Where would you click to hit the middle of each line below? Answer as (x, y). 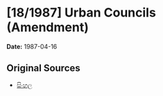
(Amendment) (48, 27)
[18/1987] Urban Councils (81, 13)
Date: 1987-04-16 (32, 46)
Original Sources (43, 68)
